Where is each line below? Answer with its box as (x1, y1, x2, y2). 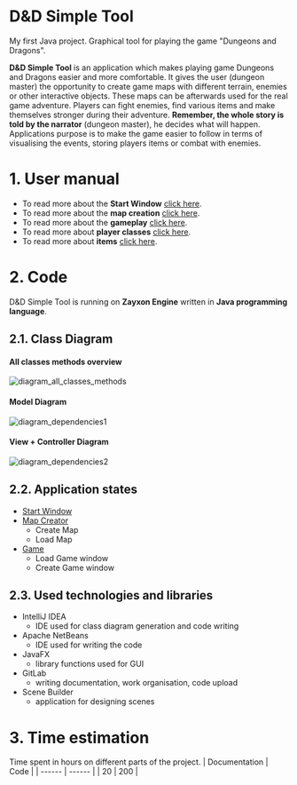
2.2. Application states (9, 482, 137, 497)
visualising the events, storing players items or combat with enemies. (9, 138, 262, 148)
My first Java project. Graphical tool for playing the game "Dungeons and (9, 36, 277, 46)
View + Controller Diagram (9, 437, 109, 448)
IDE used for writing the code (35, 639, 143, 650)
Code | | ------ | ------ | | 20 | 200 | (9, 766, 139, 777)
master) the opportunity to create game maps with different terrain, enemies (9, 81, 288, 91)
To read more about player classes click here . (21, 226, 191, 237)
